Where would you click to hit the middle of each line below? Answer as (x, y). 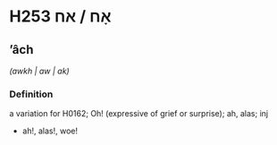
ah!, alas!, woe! (50, 131)
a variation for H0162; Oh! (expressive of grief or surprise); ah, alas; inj (139, 114)
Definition (31, 94)
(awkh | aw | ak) (39, 71)
